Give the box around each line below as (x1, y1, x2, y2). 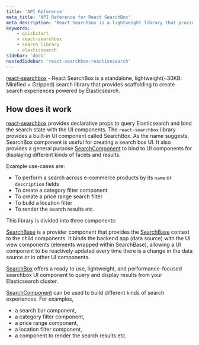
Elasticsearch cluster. (6, 278, 58, 285)
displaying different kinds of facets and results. (6, 151, 121, 159)
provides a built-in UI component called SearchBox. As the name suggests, (6, 133, 190, 140)
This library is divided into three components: (6, 217, 117, 224)
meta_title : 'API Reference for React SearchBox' (6, 14, 131, 20)
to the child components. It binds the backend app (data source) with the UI (6, 235, 191, 242)
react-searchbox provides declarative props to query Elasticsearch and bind (6, 120, 192, 127)
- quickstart (17, 31, 49, 37)
